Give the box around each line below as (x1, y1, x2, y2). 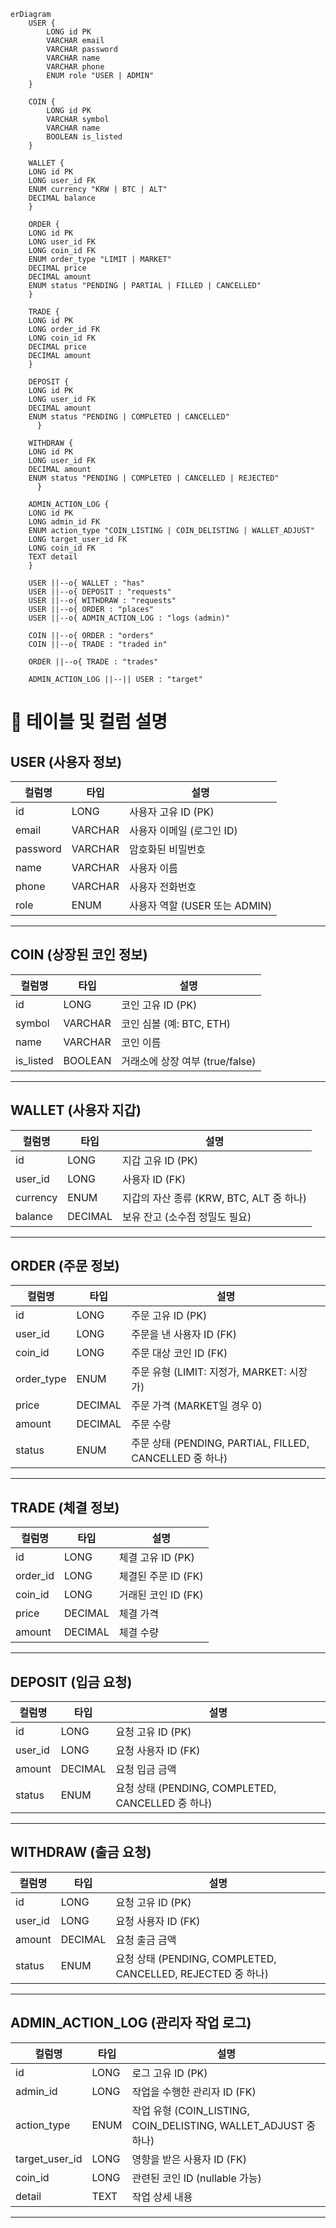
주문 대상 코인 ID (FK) (131, 1346, 228, 1360)
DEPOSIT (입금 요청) (10, 1673, 133, 1690)
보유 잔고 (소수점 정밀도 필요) (121, 1210, 252, 1224)
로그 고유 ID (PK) (131, 2066, 208, 2080)
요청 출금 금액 (115, 1933, 177, 1947)
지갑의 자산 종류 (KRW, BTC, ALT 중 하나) (121, 1191, 308, 1205)
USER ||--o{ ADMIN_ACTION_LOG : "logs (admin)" (28, 613, 230, 623)
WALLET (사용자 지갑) (10, 1102, 142, 1119)
